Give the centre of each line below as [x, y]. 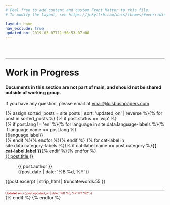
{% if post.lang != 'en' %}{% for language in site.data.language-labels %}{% [85, 124]
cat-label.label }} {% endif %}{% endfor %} [51, 151]
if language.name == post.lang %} [41, 130]
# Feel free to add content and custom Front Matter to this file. [78, 10]
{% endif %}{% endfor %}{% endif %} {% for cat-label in [65, 140]
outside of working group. [33, 92]
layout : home [19, 24]
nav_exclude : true [25, 28]
